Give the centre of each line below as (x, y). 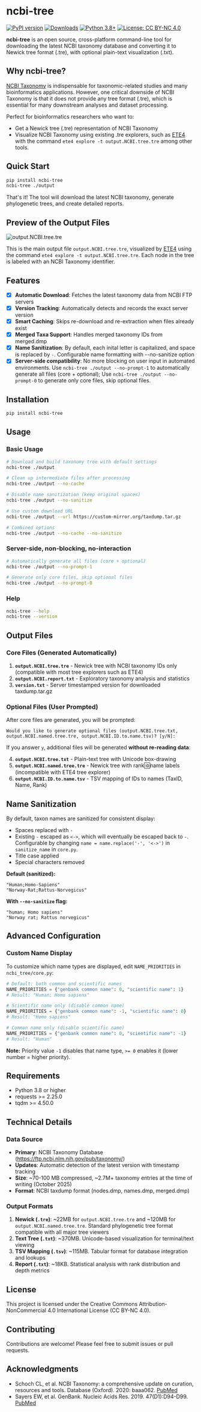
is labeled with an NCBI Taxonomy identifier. (61, 262)
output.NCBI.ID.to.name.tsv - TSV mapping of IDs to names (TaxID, (99, 779)
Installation (28, 400)
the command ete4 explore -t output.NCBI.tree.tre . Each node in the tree (100, 255)
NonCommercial (26, 1310)
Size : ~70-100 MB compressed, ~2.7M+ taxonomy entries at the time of (103, 1178)
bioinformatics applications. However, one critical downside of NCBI (90, 92)
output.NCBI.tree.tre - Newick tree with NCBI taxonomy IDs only (96, 665)
